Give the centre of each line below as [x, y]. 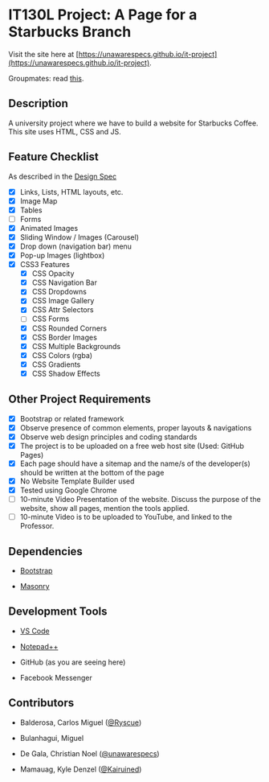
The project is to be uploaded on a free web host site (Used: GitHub [132, 446]
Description [38, 103]
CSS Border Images [65, 337]
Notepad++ [39, 646]
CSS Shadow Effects [66, 373]
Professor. [37, 526]
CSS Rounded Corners [69, 328]
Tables [31, 210]
